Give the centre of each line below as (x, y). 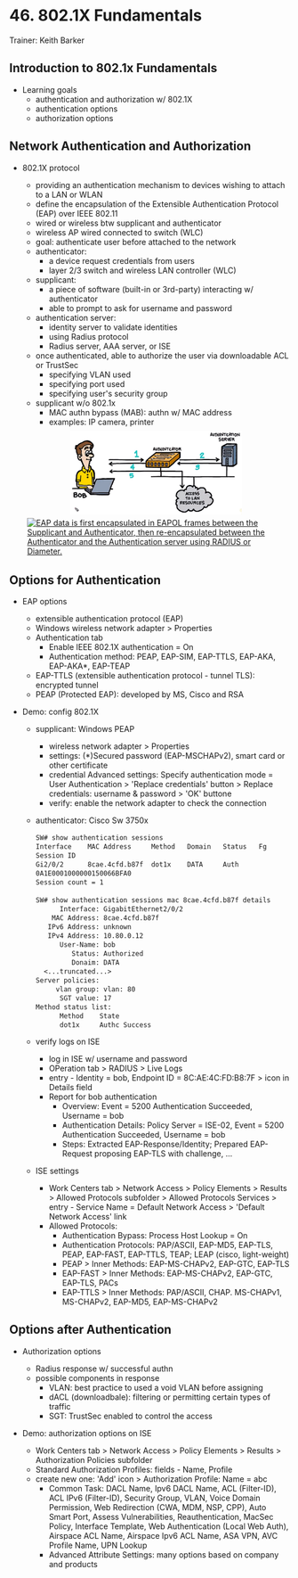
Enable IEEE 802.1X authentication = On (121, 646)
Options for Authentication (85, 580)
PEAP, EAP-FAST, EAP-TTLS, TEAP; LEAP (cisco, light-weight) (176, 1254)
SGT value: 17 (85, 998)
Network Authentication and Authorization (130, 147)
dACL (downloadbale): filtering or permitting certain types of (160, 1397)
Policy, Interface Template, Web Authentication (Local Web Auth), (169, 1526)
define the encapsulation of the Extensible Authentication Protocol (157, 204)
